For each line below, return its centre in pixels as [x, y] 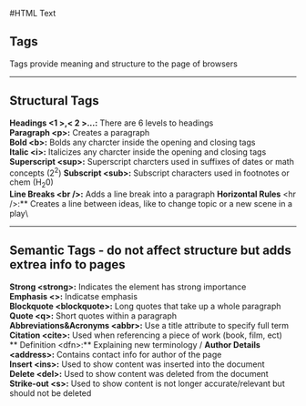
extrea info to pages [67, 264]
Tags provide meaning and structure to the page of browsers [124, 64]
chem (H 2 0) [32, 183]
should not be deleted [51, 393]
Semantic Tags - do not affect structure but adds [150, 251]
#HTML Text [33, 13]
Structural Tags [55, 101]
